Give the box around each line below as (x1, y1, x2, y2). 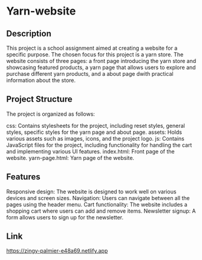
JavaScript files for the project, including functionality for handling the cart (6, 141, 192, 148)
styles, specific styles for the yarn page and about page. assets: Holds (6, 128, 183, 136)
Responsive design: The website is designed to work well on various (6, 188, 177, 195)
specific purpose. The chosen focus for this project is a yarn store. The (6, 51, 184, 58)
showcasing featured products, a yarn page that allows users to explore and (6, 64, 196, 71)
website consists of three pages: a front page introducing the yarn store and (6, 58, 197, 64)
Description (6, 28, 51, 39)
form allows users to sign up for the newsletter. (6, 213, 124, 221)
